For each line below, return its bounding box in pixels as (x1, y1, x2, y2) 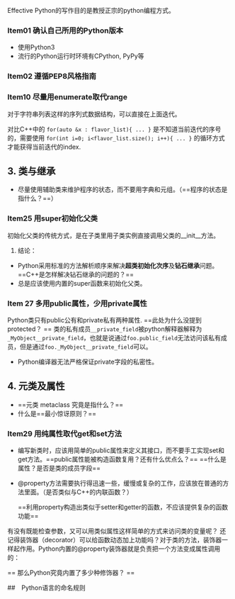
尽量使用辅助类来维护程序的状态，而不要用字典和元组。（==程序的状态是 (17, 185, 228, 194)
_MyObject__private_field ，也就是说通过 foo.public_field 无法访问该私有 (7, 333, 222, 342)
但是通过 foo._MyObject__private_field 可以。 (19, 342, 152, 351)
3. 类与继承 (7, 165, 56, 177)
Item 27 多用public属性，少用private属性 (7, 298, 147, 308)
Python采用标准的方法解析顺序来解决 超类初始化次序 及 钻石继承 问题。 (17, 261, 216, 269)
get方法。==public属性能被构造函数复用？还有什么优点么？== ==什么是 (17, 455, 227, 464)
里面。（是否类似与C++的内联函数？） (23, 488, 133, 496)
